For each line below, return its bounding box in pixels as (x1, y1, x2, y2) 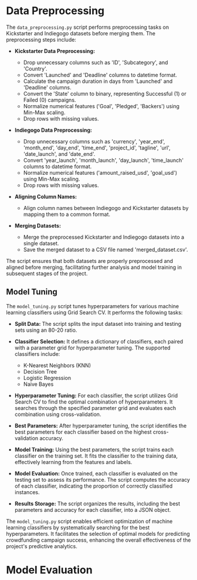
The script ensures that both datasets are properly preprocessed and (6, 257, 174, 264)
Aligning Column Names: (14, 193, 77, 200)
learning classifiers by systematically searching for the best (6, 524, 150, 531)
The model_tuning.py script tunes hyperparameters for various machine (6, 302, 179, 309)
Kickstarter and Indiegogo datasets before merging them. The (6, 29, 155, 36)
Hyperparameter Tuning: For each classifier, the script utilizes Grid (14, 392, 178, 399)
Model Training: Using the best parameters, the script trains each (14, 446, 174, 453)
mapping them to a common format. (23, 211, 110, 218)
